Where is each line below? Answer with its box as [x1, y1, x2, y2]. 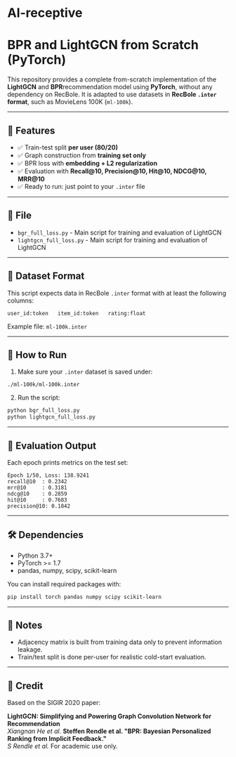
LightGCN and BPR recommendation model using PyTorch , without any [7, 83, 213, 91]
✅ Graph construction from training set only [17, 151, 146, 159]
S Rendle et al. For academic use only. [7, 742, 118, 751]
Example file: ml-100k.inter [7, 322, 88, 331]
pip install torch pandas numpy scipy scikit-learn [7, 593, 162, 600]
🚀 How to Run [7, 349, 67, 361]
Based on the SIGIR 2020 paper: [7, 699, 100, 707]
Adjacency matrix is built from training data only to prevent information [17, 638, 223, 647]
